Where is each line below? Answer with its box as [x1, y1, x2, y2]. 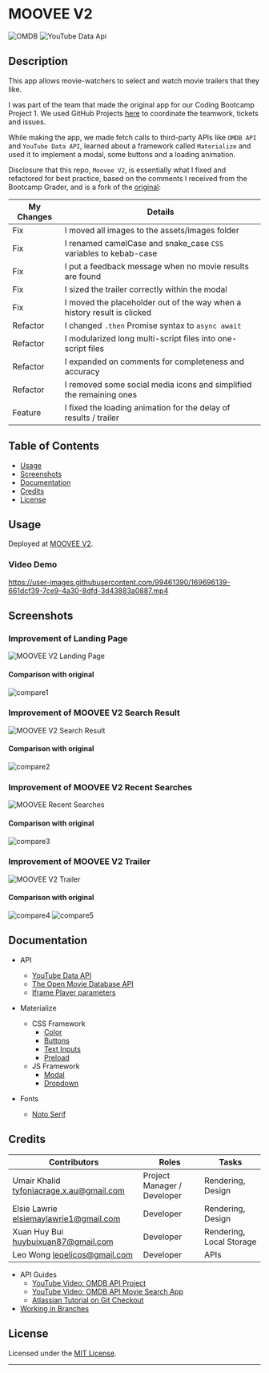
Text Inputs [43, 1044, 82, 1054]
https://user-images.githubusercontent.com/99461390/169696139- [8, 577, 231, 587]
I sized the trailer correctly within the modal [64, 284, 228, 295]
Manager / [143, 1180, 183, 1191]
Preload [43, 1052, 70, 1062]
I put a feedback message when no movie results [64, 260, 250, 272]
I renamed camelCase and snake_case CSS [64, 237, 224, 248]
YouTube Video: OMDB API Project [31, 1278, 147, 1287]
